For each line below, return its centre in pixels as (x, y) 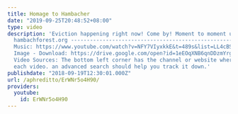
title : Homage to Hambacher (49, 14)
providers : (23, 86)
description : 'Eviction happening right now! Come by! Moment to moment (117, 34)
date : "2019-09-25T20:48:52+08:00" (60, 21)
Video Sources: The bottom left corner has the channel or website (115, 60)
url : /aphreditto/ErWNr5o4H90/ (53, 80)
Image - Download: (41, 54)
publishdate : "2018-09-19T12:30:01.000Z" (69, 73)
